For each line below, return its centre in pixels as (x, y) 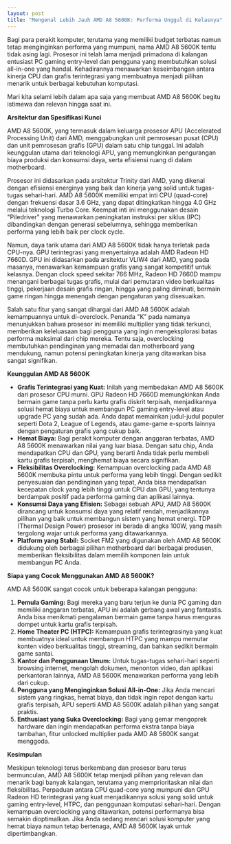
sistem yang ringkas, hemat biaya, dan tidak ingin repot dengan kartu (115, 697)
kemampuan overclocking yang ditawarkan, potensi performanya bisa (106, 811)
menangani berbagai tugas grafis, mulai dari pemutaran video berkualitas (111, 281)
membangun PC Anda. (49, 562)
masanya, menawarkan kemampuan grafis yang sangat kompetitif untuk (109, 267)
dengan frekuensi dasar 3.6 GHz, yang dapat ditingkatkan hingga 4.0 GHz (112, 202)
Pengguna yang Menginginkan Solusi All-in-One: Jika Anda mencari (116, 690)
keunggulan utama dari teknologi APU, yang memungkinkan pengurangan (112, 153)
